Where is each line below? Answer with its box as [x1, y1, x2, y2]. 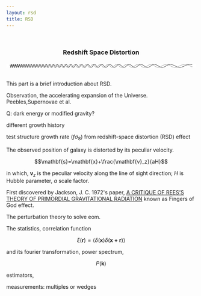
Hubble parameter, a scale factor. [6, 177, 89, 185]
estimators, [6, 271, 34, 279]
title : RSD [6, 16, 34, 22]
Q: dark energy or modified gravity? [6, 109, 95, 117]
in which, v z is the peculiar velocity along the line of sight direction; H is [6, 169, 184, 178]
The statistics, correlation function [6, 225, 91, 232]
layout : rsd [6, 10, 36, 16]
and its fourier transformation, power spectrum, [6, 248, 125, 256]
